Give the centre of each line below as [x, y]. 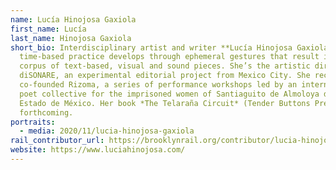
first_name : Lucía [48, 29]
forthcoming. [46, 112]
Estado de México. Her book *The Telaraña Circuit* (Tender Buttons [165, 103]
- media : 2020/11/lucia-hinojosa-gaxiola [107, 131]
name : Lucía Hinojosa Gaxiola [73, 19]
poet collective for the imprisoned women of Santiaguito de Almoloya [169, 94]
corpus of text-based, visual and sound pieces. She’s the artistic [165, 66]
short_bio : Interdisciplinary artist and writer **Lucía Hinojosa [151, 47]
